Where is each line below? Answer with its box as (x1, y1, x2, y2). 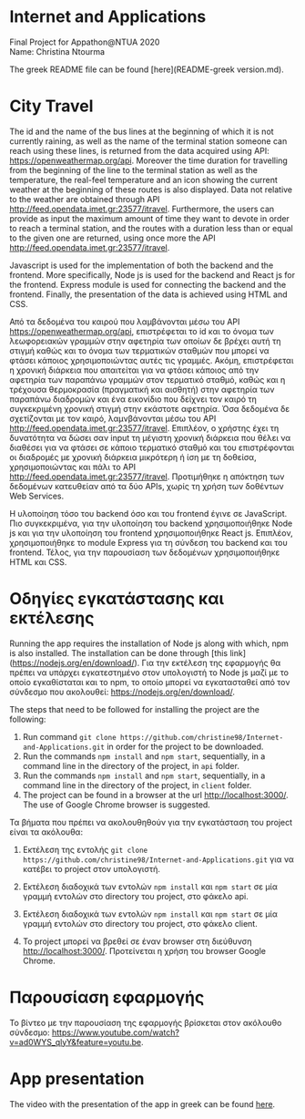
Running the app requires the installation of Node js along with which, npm (9, 638, 290, 649)
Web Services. (9, 490, 65, 501)
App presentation (9, 1068, 145, 1089)
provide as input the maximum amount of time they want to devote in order (9, 212, 290, 224)
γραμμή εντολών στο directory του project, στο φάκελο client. (22, 918, 258, 929)
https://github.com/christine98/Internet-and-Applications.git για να (22, 854, 294, 865)
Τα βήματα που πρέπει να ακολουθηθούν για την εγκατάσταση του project (9, 816, 293, 827)
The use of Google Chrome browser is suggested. (22, 799, 211, 810)
